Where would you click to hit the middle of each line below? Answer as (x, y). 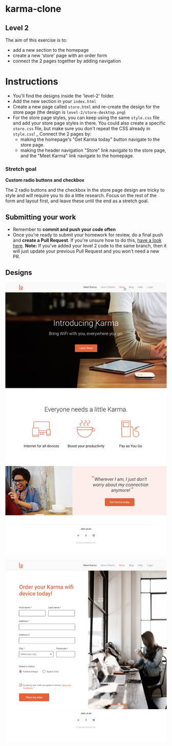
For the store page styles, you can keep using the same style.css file (86, 117)
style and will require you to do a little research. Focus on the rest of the (81, 196)
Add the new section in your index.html (54, 101)
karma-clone (33, 9)
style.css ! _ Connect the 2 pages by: (52, 134)
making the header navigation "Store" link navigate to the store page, (93, 150)
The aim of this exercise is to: (36, 40)
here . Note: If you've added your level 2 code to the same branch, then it (90, 246)
